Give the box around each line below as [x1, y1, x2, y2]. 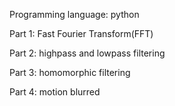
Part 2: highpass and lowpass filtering [9, 47, 166, 59]
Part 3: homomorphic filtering [9, 67, 131, 78]
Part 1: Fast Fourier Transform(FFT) [9, 28, 154, 39]
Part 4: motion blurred [9, 86, 101, 98]
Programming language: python [9, 9, 140, 20]
